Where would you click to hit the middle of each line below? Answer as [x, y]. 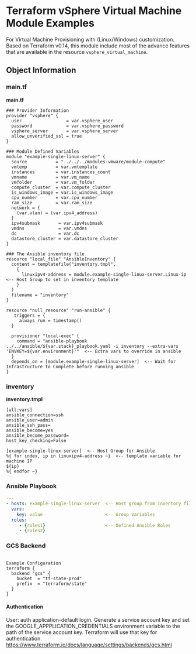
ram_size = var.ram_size [52, 203]
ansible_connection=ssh [35, 415]
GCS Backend [26, 546]
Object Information [41, 71]
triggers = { [29, 315]
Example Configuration [34, 563]
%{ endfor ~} [22, 471]
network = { [26, 208]
